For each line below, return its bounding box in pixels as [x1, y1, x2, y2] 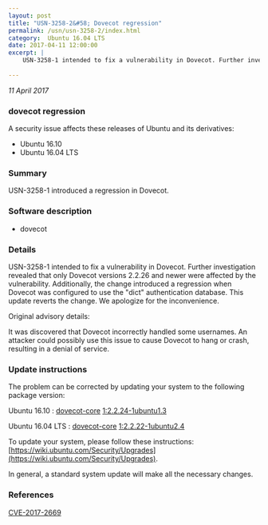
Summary [8, 167, 48, 178]
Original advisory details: [8, 311, 90, 320]
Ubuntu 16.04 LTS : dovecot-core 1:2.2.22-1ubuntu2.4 [8, 421, 185, 432]
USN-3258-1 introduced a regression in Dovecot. [8, 185, 169, 196]
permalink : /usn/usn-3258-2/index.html [8, 26, 141, 34]
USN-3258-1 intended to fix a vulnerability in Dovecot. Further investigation [8, 261, 256, 272]
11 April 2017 [8, 86, 49, 95]
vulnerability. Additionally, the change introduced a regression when [8, 279, 232, 288]
